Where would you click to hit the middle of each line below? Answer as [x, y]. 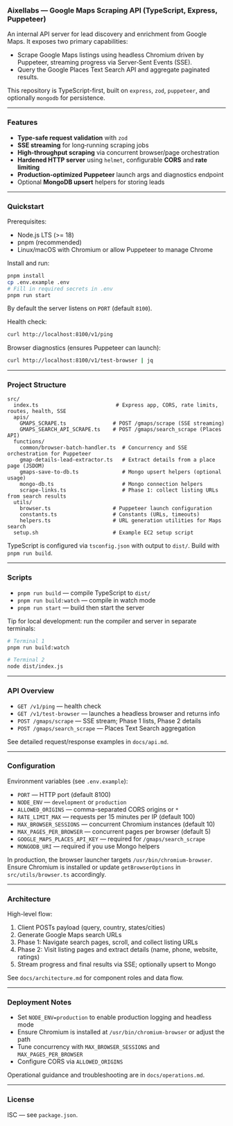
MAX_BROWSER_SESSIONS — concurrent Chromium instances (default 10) [116, 824]
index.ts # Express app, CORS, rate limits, [116, 405]
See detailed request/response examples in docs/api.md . [88, 741]
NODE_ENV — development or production [72, 802]
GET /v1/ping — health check [59, 706]
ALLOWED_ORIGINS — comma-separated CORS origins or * [98, 809]
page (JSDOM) [26, 466]
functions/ [29, 442]
